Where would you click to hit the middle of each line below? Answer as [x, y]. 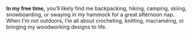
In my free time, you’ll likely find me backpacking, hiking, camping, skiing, [97, 8]
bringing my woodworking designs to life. [57, 27]
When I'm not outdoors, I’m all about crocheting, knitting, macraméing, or [95, 21]
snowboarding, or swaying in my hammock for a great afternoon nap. [90, 15]
